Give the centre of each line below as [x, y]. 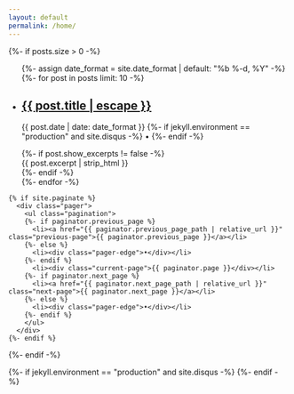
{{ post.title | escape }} [86, 105]
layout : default [38, 17]
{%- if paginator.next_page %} [82, 277]
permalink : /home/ [42, 26]
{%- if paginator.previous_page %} [90, 222]
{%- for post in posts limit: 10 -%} [83, 77]
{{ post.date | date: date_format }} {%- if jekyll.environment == [135, 127]
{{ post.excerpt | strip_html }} [75, 163]
